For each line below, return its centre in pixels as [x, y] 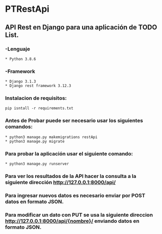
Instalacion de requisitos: [36, 98]
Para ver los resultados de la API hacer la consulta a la [71, 176]
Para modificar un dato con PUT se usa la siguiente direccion [79, 215]
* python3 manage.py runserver [37, 164]
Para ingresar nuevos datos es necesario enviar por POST [75, 195]
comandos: [19, 127]
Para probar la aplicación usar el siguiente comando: [69, 153]
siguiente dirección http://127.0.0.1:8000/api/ [61, 182]
